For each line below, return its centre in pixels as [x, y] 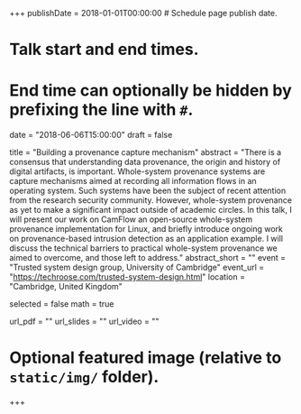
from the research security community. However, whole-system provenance [151, 200]
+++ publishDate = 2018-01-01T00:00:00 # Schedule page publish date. [143, 13]
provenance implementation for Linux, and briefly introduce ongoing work [146, 229]
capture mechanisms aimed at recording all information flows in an [133, 181]
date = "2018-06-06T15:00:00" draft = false [91, 135]
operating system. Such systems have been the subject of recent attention [148, 191]
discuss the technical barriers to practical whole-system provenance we [143, 248]
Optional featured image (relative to [146, 358]
